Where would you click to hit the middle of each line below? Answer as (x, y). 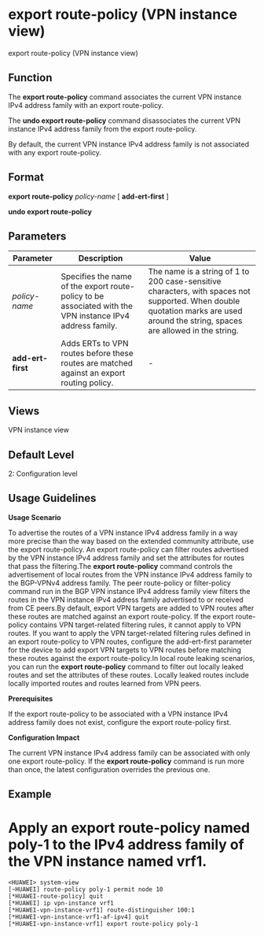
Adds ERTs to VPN (95, 344)
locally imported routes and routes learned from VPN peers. (105, 683)
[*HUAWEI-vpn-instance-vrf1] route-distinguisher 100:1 (101, 910)
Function (30, 78)
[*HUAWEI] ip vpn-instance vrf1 (61, 904)
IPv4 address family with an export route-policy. (86, 105)
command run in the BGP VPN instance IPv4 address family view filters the (129, 591)
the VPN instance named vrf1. (108, 862)
